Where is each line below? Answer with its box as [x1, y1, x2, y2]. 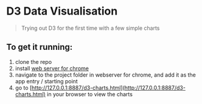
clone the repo [15, 58, 52, 65]
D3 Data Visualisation [6, 4, 118, 18]
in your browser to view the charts [46, 90, 133, 98]
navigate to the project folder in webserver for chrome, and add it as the [15, 71, 197, 78]
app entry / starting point [15, 77, 78, 85]
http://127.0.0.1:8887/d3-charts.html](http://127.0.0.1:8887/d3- [31, 84, 186, 91]
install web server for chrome [15, 64, 89, 72]
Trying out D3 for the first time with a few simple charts [21, 24, 160, 32]
